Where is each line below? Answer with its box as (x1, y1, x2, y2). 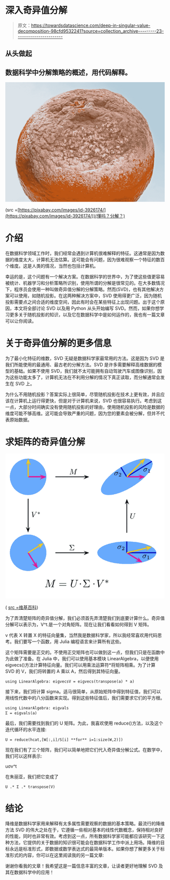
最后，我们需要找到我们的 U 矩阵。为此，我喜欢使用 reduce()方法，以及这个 (5, 720, 163, 726)
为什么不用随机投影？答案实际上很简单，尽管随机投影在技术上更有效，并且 (5, 391, 160, 397)
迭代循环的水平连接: (5, 726, 47, 732)
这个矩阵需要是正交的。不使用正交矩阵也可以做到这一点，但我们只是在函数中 (5, 649, 165, 655)
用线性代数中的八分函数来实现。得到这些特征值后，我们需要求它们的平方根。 (5, 695, 165, 701)
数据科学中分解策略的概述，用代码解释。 (5, 68, 132, 76)
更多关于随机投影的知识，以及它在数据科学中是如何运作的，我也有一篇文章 (9, 312, 165, 318)
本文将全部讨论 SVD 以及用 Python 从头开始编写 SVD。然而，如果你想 (14, 305, 160, 311)
